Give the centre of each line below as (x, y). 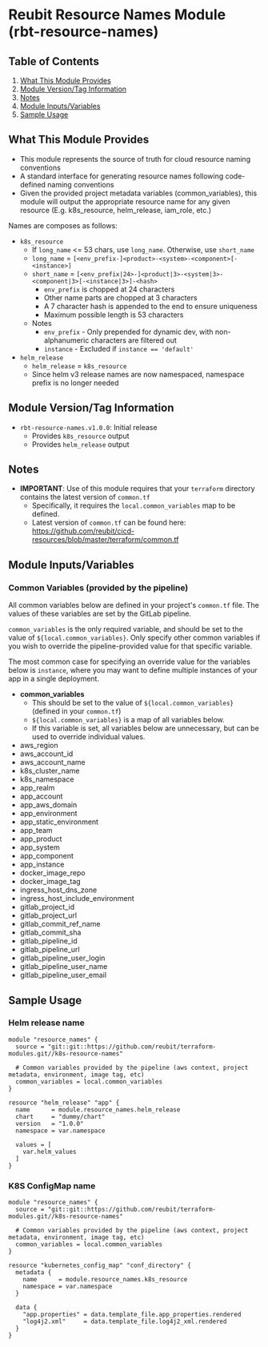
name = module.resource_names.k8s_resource (105, 1280)
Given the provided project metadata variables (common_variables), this (138, 193)
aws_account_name (52, 762)
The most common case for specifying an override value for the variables (129, 661)
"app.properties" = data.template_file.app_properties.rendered (132, 1315)
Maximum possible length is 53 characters (114, 315)
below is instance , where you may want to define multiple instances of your (133, 670)
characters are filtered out (134, 340)
